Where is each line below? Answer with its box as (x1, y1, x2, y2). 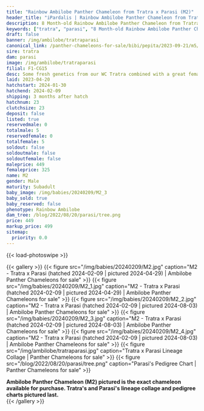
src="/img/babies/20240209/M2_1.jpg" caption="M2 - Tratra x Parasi (6, 282, 180, 290)
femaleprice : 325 (6, 167, 50, 173)
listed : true (6, 116, 39, 122)
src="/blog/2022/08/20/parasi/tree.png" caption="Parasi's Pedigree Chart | (6, 359, 197, 367)
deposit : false (6, 110, 45, 117)
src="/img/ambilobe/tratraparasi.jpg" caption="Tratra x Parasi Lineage (6, 347, 183, 354)
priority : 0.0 (12, 234, 47, 240)
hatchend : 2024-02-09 (6, 88, 61, 94)
